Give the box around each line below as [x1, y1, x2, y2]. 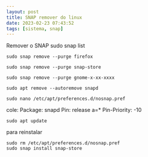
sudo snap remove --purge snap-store [6, 64, 101, 70]
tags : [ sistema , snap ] [6, 25, 63, 32]
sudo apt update [6, 118, 47, 124]
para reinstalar [6, 129, 42, 136]
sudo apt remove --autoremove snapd [6, 85, 98, 91]
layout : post [6, 8, 39, 15]
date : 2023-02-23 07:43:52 [6, 20, 74, 26]
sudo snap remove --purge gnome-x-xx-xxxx [6, 75, 115, 81]
